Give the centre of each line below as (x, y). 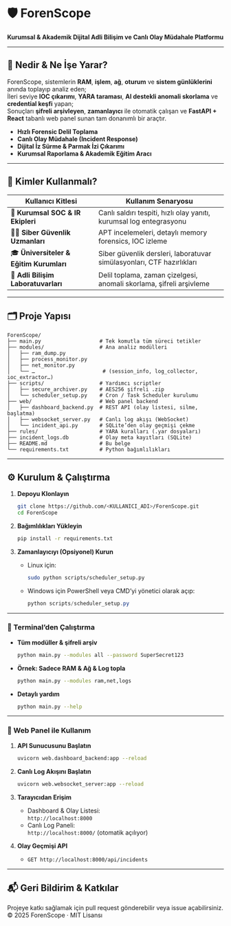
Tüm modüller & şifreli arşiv (57, 642)
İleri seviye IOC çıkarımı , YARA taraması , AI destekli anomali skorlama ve (113, 96)
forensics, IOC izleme (133, 241)
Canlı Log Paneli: (51, 825)
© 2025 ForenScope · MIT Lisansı (55, 915)
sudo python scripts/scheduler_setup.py (86, 578)
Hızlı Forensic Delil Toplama (57, 131)
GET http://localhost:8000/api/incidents (87, 860)
